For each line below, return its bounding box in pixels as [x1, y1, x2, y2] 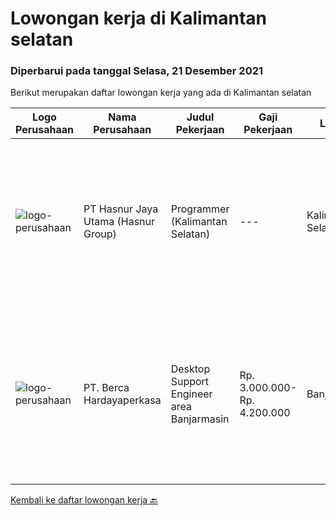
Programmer [170, 202, 230, 216]
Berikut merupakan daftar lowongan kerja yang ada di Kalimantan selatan [10, 87, 312, 99]
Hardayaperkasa [83, 393, 162, 407]
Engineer [170, 387, 213, 401]
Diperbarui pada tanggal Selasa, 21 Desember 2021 [10, 64, 264, 78]
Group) [83, 227, 117, 241]
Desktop [170, 362, 211, 376]
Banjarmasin [170, 412, 230, 426]
